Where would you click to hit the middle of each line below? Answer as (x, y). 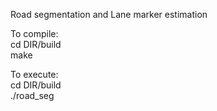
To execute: (34, 74)
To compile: (34, 33)
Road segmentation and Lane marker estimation (109, 14)
